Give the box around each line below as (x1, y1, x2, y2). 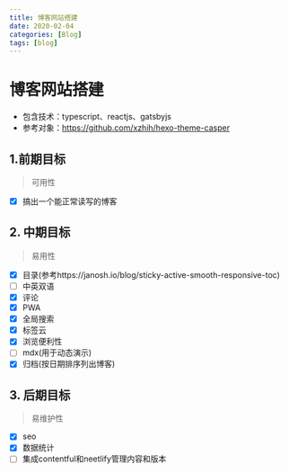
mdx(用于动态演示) (22, 347, 92, 358)
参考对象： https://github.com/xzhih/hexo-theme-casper (22, 122, 231, 133)
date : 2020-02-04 (9, 22, 74, 31)
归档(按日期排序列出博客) (22, 359, 115, 370)
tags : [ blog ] (9, 38, 58, 48)
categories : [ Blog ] (9, 30, 83, 39)
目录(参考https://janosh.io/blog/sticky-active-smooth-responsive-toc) (22, 269, 281, 280)
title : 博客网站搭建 (9, 13, 78, 22)
